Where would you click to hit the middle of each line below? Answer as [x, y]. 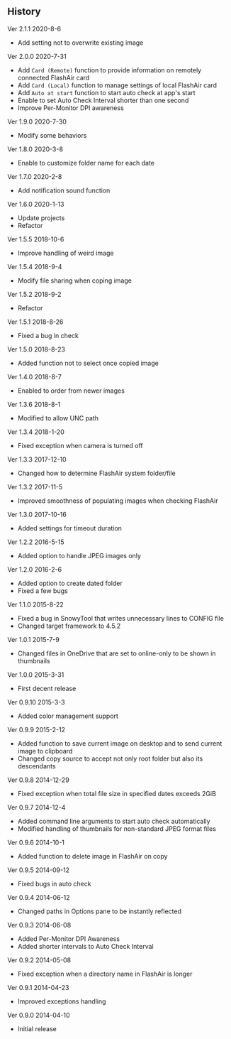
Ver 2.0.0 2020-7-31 [37, 56]
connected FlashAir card [53, 77]
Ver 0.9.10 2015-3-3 [36, 702]
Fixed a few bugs [43, 591]
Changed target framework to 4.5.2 [69, 626]
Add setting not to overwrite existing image [80, 43]
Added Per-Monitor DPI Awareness [69, 939]
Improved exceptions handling [62, 1001]
